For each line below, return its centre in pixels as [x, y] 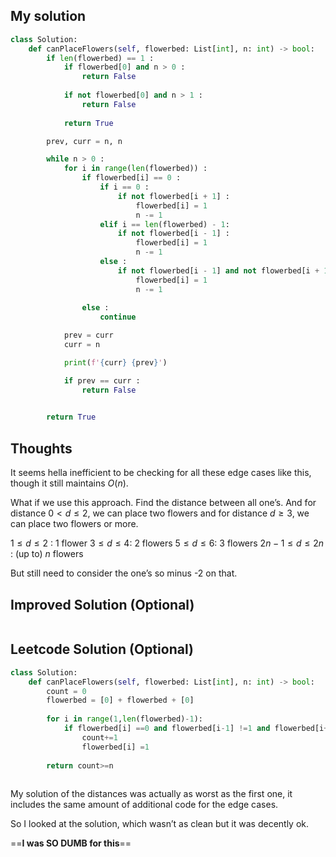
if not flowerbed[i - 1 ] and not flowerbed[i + [218, 270]
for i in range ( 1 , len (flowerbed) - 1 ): [124, 719]
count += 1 [99, 737]
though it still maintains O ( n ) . [69, 483]
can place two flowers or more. [74, 524]
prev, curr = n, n [84, 141]
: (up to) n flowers [47, 554]
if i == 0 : [124, 187]
